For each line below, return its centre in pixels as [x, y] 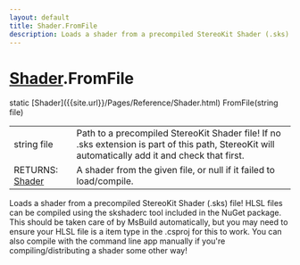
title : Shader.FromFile [54, 26]
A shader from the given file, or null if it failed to [175, 170]
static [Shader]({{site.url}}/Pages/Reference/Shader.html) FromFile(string [144, 103]
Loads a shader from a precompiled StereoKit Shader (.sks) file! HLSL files [146, 203]
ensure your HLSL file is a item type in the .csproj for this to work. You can [146, 232]
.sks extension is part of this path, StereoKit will [175, 145]
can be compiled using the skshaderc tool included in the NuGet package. [146, 213]
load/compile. [105, 181]
